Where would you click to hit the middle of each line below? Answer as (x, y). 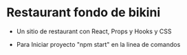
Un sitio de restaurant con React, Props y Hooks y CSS (94, 31)
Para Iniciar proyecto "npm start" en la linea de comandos (98, 44)
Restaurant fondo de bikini (84, 13)
